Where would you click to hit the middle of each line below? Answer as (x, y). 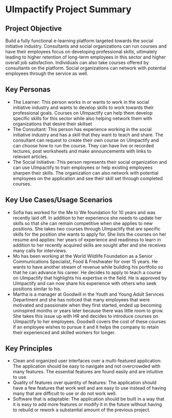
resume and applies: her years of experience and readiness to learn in (87, 239)
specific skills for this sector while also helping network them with (82, 118)
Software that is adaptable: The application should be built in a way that (89, 399)
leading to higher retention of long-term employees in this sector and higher (85, 57)
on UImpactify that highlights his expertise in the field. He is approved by (90, 278)
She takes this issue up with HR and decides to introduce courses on (85, 316)
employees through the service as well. (47, 73)
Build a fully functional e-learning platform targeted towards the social (79, 41)
